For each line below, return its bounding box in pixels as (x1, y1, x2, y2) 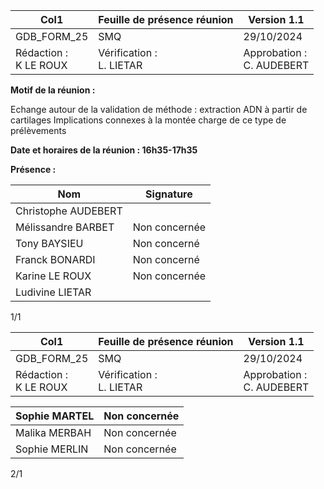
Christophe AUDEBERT (15, 204, 123, 218)
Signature (145, 187, 193, 201)
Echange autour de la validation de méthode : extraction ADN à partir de (10, 104, 308, 115)
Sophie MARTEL (15, 409, 95, 423)
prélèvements (10, 125, 67, 136)
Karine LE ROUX (15, 269, 92, 283)
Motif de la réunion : (10, 84, 96, 96)
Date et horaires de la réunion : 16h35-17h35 (10, 144, 198, 156)
